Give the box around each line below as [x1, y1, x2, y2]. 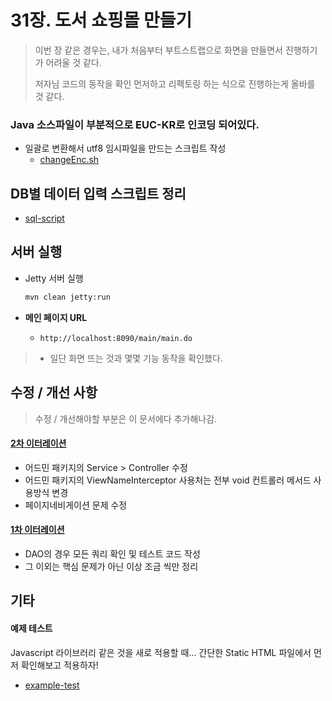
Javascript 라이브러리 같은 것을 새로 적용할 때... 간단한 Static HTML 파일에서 [10, 646, 312, 658]
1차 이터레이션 [10, 524, 65, 536]
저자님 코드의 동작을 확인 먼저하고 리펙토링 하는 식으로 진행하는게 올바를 [34, 77, 316, 90]
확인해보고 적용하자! [20, 659, 99, 671]
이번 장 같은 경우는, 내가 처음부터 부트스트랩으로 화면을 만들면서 [34, 44, 283, 56]
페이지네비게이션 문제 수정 [24, 499, 128, 511]
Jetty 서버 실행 [24, 272, 84, 284]
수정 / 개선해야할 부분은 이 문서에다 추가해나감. [34, 412, 218, 425]
